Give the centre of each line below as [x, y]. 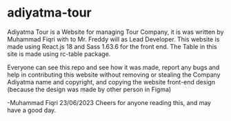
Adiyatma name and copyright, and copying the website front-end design [111, 82]
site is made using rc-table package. [59, 54]
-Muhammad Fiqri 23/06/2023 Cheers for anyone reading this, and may [109, 102]
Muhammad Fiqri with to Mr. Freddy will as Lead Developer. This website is [113, 39]
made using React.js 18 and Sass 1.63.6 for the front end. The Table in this [112, 46]
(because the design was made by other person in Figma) [89, 89]
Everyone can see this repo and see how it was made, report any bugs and [113, 67]
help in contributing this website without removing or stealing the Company [114, 75]
